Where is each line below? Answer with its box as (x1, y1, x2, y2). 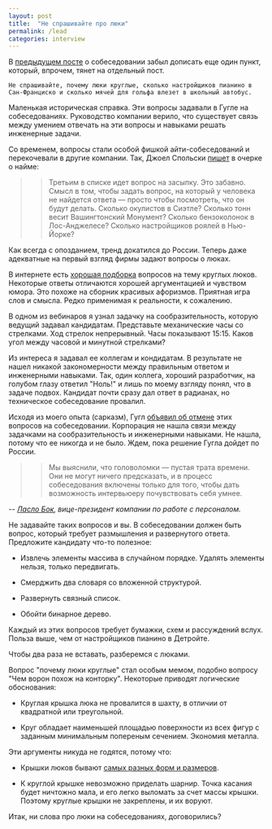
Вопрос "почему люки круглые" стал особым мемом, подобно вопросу (8, 665, 258, 675)
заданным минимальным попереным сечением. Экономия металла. (19, 731, 260, 741)
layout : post (8, 11, 53, 20)
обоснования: (8, 682, 57, 692)
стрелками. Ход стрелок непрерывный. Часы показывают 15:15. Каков (8, 329, 254, 339)
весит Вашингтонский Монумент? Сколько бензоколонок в (48, 213, 255, 222)
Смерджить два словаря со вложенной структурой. (19, 577, 202, 587)
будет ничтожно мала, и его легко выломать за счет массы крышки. (19, 787, 259, 797)
